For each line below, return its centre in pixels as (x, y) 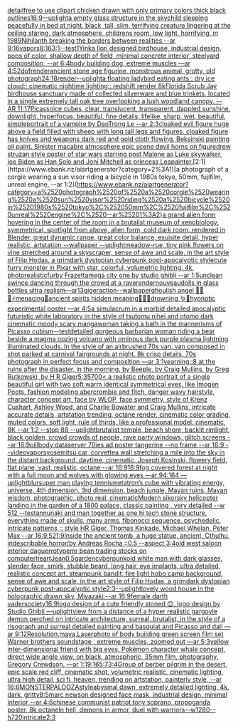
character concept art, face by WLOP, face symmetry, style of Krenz (108, 399)
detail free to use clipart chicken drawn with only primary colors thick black (117, 10)
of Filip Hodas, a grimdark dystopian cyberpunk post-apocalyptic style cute (117, 260)
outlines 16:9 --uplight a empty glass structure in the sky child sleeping (108, 18)
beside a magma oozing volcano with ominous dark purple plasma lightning (118, 339)
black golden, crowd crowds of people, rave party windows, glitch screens (117, 437)
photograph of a (205, 169)
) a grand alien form (188, 214)
